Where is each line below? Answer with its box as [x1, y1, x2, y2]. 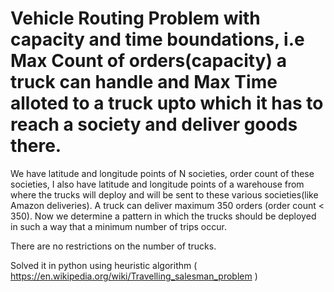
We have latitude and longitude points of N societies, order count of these [10, 167, 315, 179]
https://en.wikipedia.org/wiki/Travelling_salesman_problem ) [10, 270, 258, 282]
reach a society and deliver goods [10, 113, 298, 136]
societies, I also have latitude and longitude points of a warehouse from [10, 178, 305, 190]
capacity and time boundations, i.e [10, 28, 305, 51]
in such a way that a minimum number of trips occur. [10, 220, 227, 232]
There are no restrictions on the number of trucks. [10, 240, 217, 252]
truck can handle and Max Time [10, 71, 278, 94]
